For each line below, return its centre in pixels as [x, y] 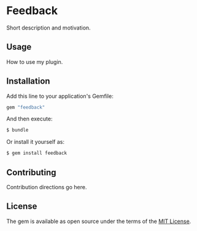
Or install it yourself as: [35, 142]
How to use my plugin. [35, 61]
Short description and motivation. [48, 28]
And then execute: [29, 119]
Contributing [31, 172]
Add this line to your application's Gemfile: [60, 96]
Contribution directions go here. [47, 187]
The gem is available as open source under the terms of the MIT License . [99, 221]
